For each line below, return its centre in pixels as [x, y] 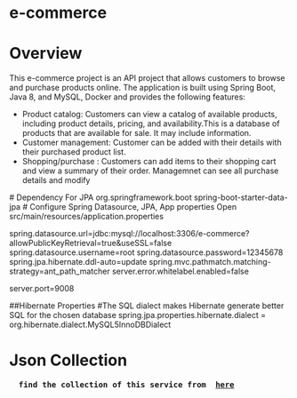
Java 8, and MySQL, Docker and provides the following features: [128, 97]
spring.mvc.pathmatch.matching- [210, 262]
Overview [46, 54]
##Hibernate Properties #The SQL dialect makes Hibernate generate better [147, 306]
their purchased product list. [74, 152]
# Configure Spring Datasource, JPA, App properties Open [129, 207]
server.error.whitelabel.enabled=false [180, 271]
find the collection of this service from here [126, 385]
